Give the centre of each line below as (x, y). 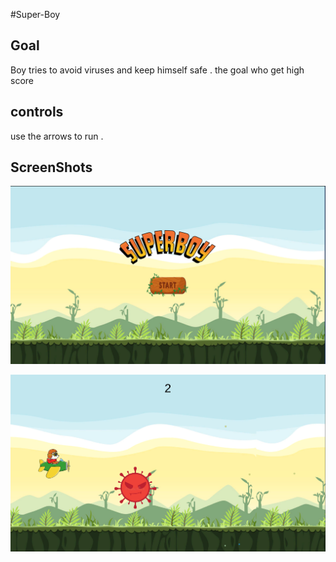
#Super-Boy (35, 14)
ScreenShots (51, 167)
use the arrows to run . (57, 136)
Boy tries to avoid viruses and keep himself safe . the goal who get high (157, 70)
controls (37, 112)
